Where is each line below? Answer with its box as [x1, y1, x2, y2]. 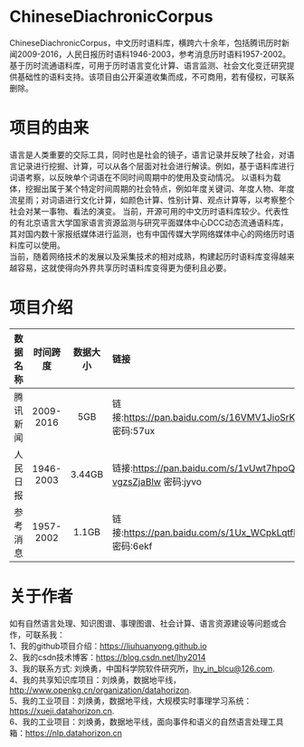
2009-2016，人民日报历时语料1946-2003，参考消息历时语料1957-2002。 [16, 48, 291, 60]
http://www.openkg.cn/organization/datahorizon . [9, 685, 192, 695]
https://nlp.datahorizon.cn [25, 727, 122, 738]
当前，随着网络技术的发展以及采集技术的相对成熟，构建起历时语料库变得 [9, 251, 279, 261]
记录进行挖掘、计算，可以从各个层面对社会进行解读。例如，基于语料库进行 [16, 160, 295, 171]
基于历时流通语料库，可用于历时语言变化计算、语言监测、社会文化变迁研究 [9, 60, 287, 71]
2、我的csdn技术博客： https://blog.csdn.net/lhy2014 [9, 651, 206, 662]
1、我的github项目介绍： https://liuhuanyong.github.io [9, 640, 207, 651]
